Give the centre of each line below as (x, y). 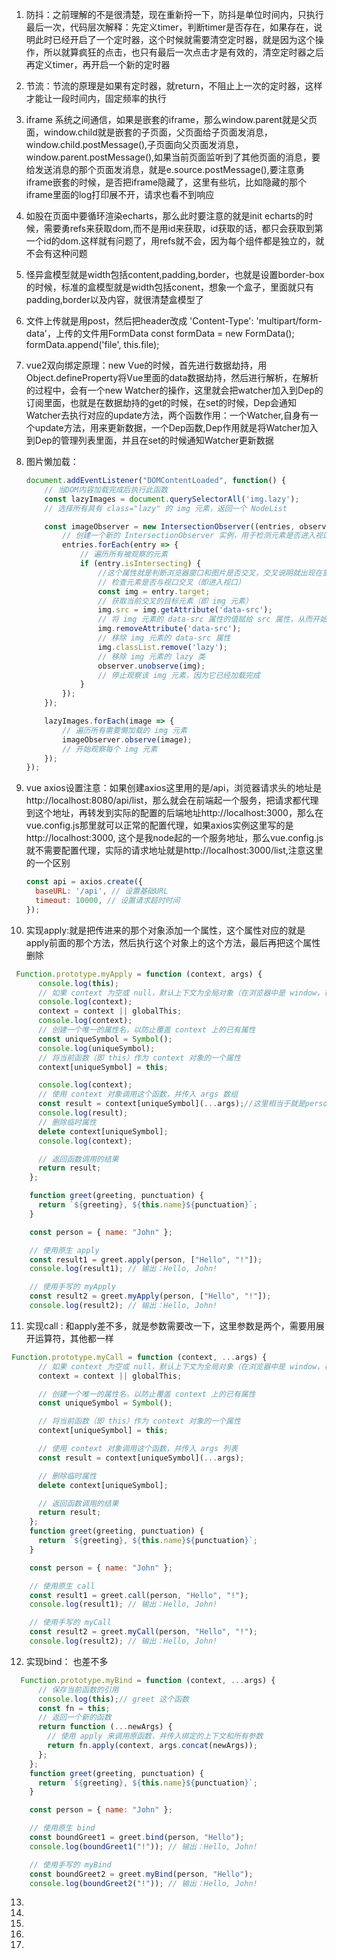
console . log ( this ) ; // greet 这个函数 (113, 1699)
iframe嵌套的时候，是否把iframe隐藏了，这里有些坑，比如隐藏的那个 (166, 182)
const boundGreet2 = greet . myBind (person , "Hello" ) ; (141, 1874)
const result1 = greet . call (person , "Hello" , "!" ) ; (139, 1595)
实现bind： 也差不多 (67, 1661)
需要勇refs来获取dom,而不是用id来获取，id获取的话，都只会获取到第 (183, 228)
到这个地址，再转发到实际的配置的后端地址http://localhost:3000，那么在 (174, 813)
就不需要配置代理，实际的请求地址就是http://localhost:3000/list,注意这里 (174, 850)
